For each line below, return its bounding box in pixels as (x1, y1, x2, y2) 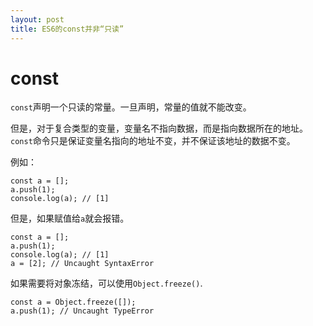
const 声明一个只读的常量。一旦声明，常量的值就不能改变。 (10, 101, 252, 113)
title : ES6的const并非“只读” (10, 24, 125, 34)
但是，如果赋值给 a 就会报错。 (10, 212, 130, 225)
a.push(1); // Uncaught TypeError (10, 306, 155, 316)
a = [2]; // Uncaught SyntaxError (10, 259, 155, 269)
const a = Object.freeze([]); (10, 297, 137, 308)
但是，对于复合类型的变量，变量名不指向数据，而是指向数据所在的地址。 (10, 122, 308, 135)
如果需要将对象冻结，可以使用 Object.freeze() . (10, 277, 203, 290)
